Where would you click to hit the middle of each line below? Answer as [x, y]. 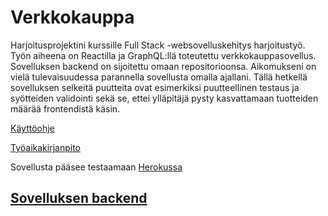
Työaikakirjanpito [45, 147]
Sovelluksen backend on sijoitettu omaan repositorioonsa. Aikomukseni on [163, 66]
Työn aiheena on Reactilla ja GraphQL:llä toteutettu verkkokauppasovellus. [163, 55]
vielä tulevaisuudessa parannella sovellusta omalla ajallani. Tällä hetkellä [159, 77]
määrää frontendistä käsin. [65, 108]
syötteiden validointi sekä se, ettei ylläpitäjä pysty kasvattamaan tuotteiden [164, 98]
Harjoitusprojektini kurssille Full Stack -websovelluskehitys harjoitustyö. [158, 45]
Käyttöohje [32, 128]
